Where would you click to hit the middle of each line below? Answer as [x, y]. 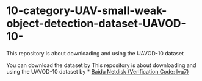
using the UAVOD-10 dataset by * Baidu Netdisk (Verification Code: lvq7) [98, 71]
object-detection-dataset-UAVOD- [96, 23]
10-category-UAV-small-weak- [87, 11]
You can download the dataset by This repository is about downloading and [101, 65]
